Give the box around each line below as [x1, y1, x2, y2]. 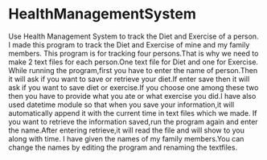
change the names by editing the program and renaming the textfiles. [8, 142, 238, 152]
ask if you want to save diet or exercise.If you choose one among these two [8, 82, 259, 92]
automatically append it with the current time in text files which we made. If [8, 108, 257, 117]
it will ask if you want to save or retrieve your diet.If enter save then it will [8, 74, 250, 84]
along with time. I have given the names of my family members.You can [8, 133, 244, 143]
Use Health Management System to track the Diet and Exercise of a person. [8, 31, 259, 41]
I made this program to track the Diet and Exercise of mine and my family [8, 39, 250, 49]
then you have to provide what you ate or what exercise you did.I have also [8, 91, 257, 101]
